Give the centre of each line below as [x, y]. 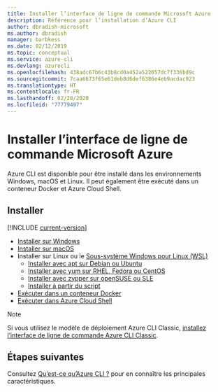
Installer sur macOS [46, 248]
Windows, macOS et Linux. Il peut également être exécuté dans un [103, 181]
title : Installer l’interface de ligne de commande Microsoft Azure [109, 14]
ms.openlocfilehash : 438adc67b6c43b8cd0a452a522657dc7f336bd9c [101, 72]
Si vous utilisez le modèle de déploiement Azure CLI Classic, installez [107, 328]
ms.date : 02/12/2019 [37, 46]
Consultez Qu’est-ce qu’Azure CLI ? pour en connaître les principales [107, 374]
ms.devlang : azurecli [39, 66]
